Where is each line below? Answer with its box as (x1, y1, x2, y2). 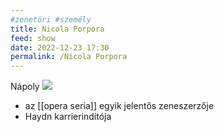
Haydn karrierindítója (24, 111, 112, 123)
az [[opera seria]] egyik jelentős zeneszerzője (24, 100, 215, 112)
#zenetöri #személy (10, 14, 92, 25)
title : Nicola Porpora (10, 24, 105, 34)
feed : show (10, 33, 56, 43)
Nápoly (10, 81, 40, 93)
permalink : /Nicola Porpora (10, 52, 128, 62)
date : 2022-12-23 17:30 (10, 42, 110, 53)
